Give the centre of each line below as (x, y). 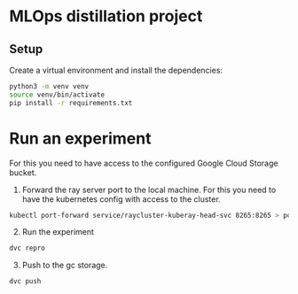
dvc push (25, 282)
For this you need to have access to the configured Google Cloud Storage (144, 163)
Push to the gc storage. (65, 265)
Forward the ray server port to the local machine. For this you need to (149, 190)
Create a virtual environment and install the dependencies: (116, 70)
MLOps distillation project (106, 16)
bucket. (23, 172)
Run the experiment (58, 232)
